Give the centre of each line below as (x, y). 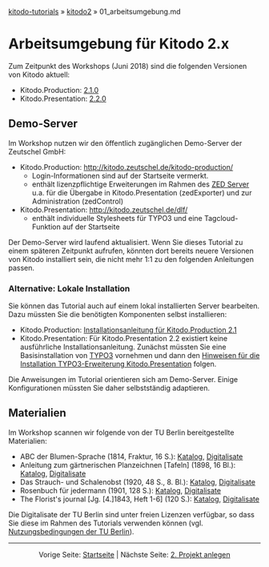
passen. (21, 267)
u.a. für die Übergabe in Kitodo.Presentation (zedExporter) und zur (142, 192)
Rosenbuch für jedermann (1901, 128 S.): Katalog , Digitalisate (120, 490)
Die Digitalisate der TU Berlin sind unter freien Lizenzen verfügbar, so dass (131, 514)
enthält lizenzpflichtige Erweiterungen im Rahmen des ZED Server (141, 184)
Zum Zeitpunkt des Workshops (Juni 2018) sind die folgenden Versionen (128, 66)
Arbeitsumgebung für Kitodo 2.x (119, 44)
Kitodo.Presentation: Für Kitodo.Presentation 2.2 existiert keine (124, 339)
